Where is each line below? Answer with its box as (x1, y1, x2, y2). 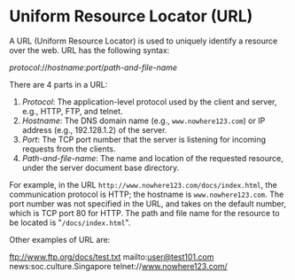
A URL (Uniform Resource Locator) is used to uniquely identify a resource (9, 35, 278, 46)
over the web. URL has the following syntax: (9, 44, 170, 55)
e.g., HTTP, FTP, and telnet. (21, 105, 123, 116)
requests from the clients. (21, 144, 117, 154)
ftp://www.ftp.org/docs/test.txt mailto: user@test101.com (9, 251, 214, 262)
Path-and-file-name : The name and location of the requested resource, (21, 152, 283, 163)
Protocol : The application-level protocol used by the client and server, (21, 96, 277, 107)
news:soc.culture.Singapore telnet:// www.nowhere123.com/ (9, 261, 228, 271)
